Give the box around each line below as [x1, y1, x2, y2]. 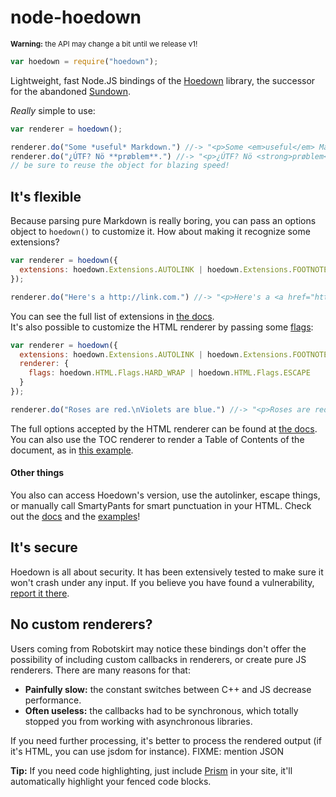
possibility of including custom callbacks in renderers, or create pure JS [10, 653, 307, 665]
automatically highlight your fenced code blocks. [10, 775, 212, 787]
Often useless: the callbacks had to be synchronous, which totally [24, 704, 299, 716]
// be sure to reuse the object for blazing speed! [10, 161, 230, 171]
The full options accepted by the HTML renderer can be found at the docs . [10, 422, 318, 435]
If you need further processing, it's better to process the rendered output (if [10, 734, 322, 746]
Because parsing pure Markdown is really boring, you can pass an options [10, 215, 317, 227]
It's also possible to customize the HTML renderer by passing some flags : [10, 321, 314, 333]
